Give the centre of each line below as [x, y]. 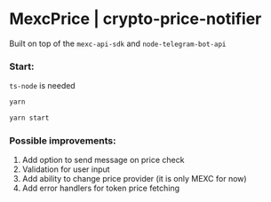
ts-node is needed [42, 86]
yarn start [29, 118]
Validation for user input [66, 169]
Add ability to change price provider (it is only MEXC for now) [134, 179]
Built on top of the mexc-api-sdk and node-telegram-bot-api [118, 43]
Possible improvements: [63, 140]
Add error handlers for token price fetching [101, 188]
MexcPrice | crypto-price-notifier [135, 19]
